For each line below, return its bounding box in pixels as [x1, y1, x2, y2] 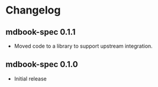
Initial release [14, 75, 47, 82]
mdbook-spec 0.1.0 [5, 59, 78, 69]
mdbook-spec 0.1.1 [5, 27, 76, 37]
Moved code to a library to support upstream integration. [14, 42, 153, 49]
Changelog [5, 4, 61, 17]
